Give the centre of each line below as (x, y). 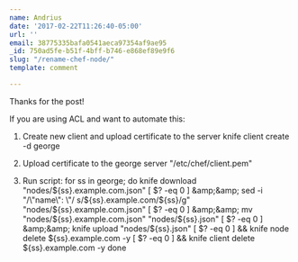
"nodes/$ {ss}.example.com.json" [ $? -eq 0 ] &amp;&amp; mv (138, 209)
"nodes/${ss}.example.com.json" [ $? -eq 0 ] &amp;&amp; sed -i (143, 190)
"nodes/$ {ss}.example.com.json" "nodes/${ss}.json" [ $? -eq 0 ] (143, 219)
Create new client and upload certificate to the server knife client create (156, 136)
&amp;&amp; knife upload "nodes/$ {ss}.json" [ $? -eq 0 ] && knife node (156, 228)
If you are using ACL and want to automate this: (98, 119)
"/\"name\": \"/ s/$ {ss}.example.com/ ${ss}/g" (106, 200)
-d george (41, 146)
